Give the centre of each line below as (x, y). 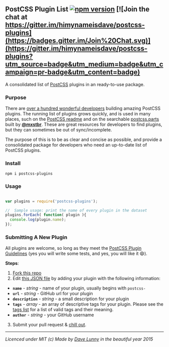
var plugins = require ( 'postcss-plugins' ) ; (52, 201)
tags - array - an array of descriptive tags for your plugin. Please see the (88, 304)
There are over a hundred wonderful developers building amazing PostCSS (83, 108)
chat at (16, 17)
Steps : (12, 263)
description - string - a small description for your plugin (71, 299)
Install (13, 163)
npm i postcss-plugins (29, 174)
